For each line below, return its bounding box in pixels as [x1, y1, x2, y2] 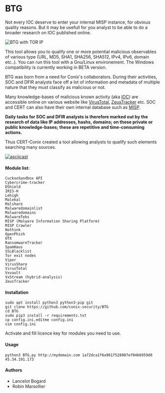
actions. [5, 129, 23, 135]
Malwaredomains [5, 210, 36, 215]
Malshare [5, 202, 23, 207]
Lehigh [5, 193, 19, 198]
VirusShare [5, 262, 27, 267]
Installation [5, 289, 28, 295]
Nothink [5, 227, 21, 232]
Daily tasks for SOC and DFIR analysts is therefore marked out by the [5, 113, 148, 119]
